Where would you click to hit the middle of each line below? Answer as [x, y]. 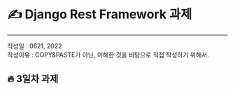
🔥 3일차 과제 [33, 79]
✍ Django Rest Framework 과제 [100, 14]
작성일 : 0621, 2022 [35, 45]
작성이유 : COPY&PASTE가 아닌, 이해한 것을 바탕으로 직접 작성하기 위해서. [108, 55]
